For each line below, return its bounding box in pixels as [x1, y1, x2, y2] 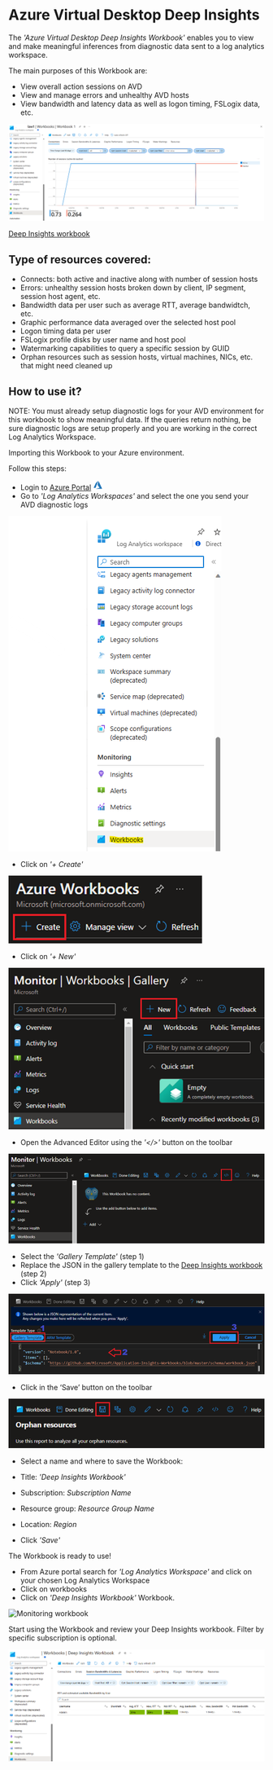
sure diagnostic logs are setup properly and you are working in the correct [8, 424, 258, 434]
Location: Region [19, 1520, 77, 1530]
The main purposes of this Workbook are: [8, 65, 148, 75]
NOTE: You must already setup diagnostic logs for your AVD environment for [8, 406, 264, 416]
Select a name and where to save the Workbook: [19, 1456, 184, 1466]
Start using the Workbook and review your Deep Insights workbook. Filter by [8, 1624, 264, 1635]
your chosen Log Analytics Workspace [19, 1575, 150, 1586]
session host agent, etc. [19, 292, 101, 302]
